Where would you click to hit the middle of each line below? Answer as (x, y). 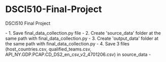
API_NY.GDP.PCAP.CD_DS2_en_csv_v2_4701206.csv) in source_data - (78, 54)
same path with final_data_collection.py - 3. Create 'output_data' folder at (82, 38)
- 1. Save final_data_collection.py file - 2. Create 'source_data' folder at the (83, 33)
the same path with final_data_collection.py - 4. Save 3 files (67, 43)
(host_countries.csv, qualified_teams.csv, (48, 49)
